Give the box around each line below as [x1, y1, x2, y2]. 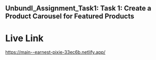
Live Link [5, 33, 44, 44]
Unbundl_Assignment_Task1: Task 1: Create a [5, 4, 151, 13]
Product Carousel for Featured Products [5, 12, 135, 21]
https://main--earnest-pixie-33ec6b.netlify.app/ [5, 49, 106, 55]
